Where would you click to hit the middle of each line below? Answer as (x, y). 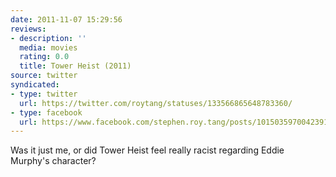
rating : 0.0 (44, 57)
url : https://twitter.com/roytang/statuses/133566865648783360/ (156, 103)
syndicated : (35, 85)
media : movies (48, 47)
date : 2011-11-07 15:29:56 (66, 19)
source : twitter (44, 76)
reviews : (28, 29)
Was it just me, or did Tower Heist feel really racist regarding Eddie (147, 150)
